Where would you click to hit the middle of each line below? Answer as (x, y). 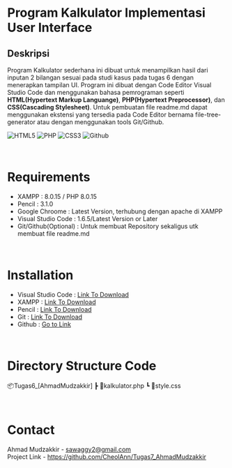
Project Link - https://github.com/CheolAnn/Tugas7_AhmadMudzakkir (107, 456)
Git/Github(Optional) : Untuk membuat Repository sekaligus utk (108, 226)
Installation (40, 275)
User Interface (50, 28)
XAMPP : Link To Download (56, 302)
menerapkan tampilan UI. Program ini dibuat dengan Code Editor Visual (109, 85)
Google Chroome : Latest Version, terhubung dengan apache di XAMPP (120, 211)
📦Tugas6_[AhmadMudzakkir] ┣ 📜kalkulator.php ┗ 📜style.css (94, 386)
